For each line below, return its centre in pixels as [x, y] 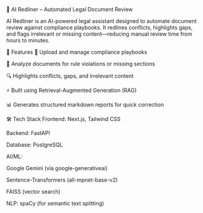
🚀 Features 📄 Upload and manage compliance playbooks [77, 52]
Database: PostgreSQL [35, 145]
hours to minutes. [28, 40]
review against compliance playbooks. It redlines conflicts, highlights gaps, [100, 28]
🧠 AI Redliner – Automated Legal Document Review [69, 9]
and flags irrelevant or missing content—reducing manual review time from [99, 34]
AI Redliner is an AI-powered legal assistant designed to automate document [101, 21]
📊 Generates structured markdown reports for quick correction [85, 105]
